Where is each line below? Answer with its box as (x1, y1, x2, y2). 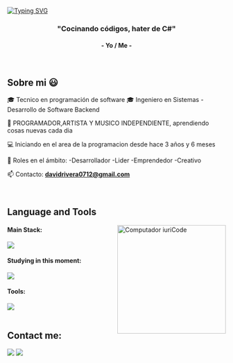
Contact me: (7, 330, 62, 341)
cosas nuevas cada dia (7, 126, 73, 135)
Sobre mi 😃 (7, 76, 59, 88)
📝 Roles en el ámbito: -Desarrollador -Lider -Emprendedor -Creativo (7, 156, 202, 164)
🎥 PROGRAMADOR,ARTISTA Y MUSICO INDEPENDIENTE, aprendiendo (7, 119, 209, 127)
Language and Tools (7, 206, 97, 218)
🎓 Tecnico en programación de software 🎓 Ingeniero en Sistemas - (7, 95, 204, 103)
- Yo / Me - (101, 41, 132, 49)
